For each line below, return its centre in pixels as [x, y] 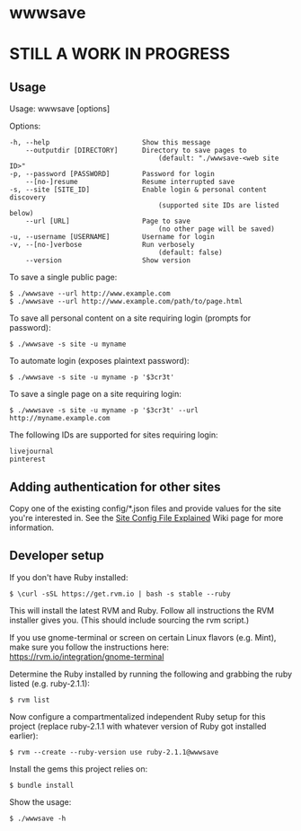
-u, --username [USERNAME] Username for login [112, 237]
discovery [28, 198]
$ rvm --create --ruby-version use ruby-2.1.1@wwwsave [114, 752]
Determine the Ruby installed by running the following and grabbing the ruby [151, 674]
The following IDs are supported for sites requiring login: [114, 435]
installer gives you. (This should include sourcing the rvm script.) [129, 620]
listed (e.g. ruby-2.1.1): [49, 683]
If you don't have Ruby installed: [69, 577]
